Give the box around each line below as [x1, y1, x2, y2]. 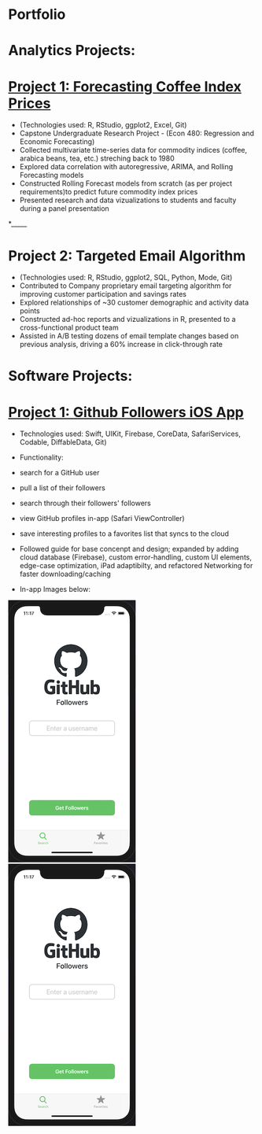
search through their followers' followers [19, 498, 151, 508]
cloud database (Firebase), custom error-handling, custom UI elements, [19, 552, 253, 562]
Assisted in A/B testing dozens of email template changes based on [19, 331, 239, 341]
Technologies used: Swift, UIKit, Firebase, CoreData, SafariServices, [19, 429, 242, 438]
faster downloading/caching [19, 569, 112, 579]
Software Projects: [8, 368, 133, 385]
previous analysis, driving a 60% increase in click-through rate [19, 340, 223, 349]
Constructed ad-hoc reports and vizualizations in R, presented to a [19, 315, 236, 324]
